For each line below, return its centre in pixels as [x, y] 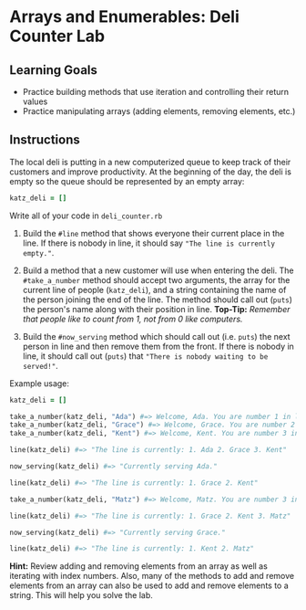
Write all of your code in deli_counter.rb [86, 216]
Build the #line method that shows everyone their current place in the [153, 233]
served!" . [41, 365]
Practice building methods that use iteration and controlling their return [156, 92]
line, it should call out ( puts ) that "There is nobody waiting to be [145, 356]
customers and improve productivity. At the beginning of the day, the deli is [150, 172]
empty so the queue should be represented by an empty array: [127, 181]
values [35, 101]
